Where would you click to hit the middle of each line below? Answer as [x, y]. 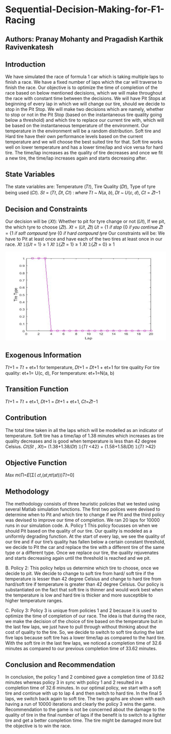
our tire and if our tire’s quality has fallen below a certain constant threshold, [86, 542]
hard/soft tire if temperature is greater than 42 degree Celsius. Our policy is [84, 584]
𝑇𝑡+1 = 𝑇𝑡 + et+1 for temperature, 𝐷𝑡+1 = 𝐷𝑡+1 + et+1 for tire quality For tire [82, 368]
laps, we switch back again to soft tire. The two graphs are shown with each [85, 699]
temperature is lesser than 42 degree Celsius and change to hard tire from [83, 579]
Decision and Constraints [46, 209]
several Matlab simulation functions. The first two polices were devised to [83, 509]
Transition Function [37, 389]
